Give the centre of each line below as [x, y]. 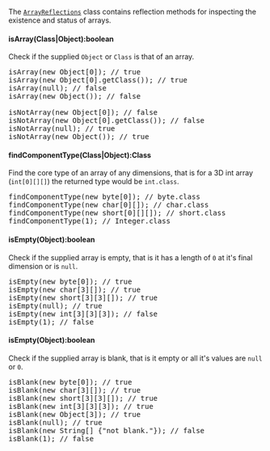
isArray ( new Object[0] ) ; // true [75, 72]
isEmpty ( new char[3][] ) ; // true [75, 289]
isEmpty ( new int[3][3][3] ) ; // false [83, 314]
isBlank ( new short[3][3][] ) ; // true [83, 398]
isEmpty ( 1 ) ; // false [51, 322]
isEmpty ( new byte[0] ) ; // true [70, 281]
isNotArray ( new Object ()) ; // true [79, 137]
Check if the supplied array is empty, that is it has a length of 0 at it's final [131, 257]
